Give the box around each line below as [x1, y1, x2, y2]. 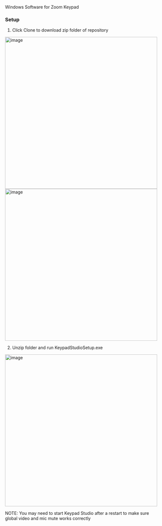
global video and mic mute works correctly [5, 515, 91, 522]
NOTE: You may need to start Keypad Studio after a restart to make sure [5, 510, 149, 516]
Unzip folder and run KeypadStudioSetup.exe [12, 345, 103, 351]
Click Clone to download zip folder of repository [12, 27, 108, 33]
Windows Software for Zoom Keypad [5, 4, 79, 10]
